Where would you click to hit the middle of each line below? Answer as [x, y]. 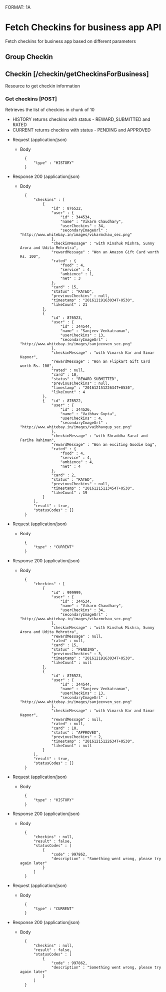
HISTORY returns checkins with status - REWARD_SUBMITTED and [81, 119]
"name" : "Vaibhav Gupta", [88, 414]
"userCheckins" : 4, [82, 419]
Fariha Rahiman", [38, 440]
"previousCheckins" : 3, [77, 654]
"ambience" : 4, [77, 462]
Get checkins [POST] [31, 99]
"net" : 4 [70, 467]
